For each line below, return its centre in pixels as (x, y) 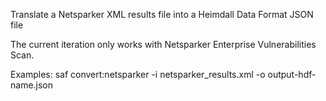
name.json (32, 85)
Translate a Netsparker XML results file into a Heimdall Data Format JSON (162, 14)
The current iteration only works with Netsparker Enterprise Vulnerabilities (163, 44)
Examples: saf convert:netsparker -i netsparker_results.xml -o (138, 74)
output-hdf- (292, 74)
